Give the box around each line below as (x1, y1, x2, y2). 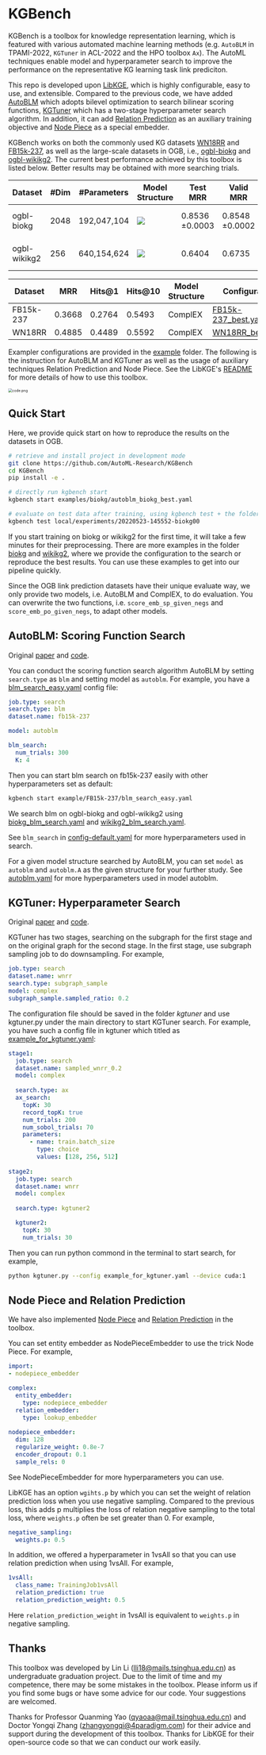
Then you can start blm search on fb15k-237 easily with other (8, 770, 208, 780)
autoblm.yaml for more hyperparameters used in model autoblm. (8, 873, 219, 882)
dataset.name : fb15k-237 (8, 712, 90, 721)
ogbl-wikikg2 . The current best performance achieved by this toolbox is (8, 154, 242, 164)
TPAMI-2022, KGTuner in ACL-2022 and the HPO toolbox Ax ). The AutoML (8, 48, 247, 57)
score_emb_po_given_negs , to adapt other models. (8, 606, 168, 615)
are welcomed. (8, 1696, 57, 1706)
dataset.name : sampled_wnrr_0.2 (15, 1064, 123, 1072)
